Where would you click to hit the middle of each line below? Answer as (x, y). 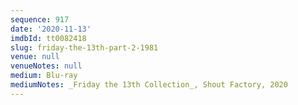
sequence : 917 (40, 19)
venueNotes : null (46, 66)
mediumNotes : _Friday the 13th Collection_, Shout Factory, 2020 (149, 85)
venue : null (35, 57)
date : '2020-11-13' (51, 29)
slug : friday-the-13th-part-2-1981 (84, 47)
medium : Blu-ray (44, 76)
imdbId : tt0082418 (48, 38)
